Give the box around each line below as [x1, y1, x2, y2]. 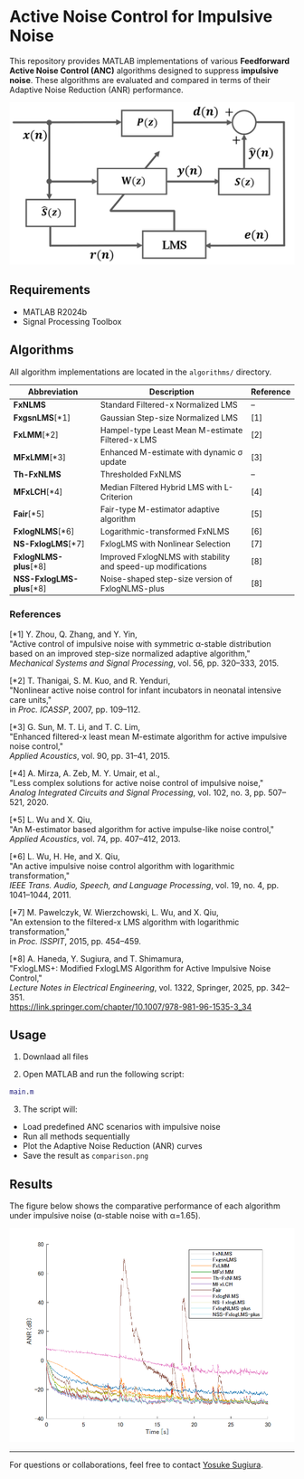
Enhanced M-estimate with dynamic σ [100, 447, 243, 458]
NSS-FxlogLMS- [13, 573, 79, 584]
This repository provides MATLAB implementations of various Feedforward [9, 55, 290, 66]
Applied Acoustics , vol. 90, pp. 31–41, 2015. [9, 750, 170, 761]
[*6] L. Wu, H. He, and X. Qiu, [9, 850, 120, 861]
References [9, 608, 62, 621]
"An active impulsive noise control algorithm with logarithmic [9, 860, 235, 871]
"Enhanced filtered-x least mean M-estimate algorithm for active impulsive [9, 731, 288, 742]
